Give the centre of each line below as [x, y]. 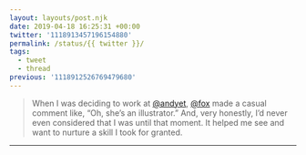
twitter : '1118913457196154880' [71, 35]
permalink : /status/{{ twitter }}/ [77, 43]
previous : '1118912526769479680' [73, 77]
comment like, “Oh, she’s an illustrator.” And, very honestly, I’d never [160, 113]
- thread [34, 69]
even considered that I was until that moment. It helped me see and [158, 122]
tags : [20, 52]
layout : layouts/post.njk [58, 18]
